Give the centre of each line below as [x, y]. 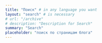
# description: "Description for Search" [49, 23]
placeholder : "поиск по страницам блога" [49, 33]
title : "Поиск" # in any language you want [51, 10]
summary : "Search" [24, 28]
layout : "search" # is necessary [40, 14]
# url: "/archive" [24, 19]
